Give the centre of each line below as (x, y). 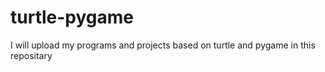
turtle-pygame (72, 17)
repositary (31, 55)
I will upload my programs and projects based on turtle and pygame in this (163, 45)
